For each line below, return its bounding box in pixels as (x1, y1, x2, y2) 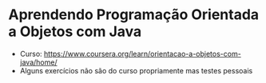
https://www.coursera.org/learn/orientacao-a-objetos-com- (43, 49, 241, 58)
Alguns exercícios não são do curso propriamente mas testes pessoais (19, 65, 253, 75)
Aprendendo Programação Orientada (8, 6, 260, 24)
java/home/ (19, 57, 58, 67)
